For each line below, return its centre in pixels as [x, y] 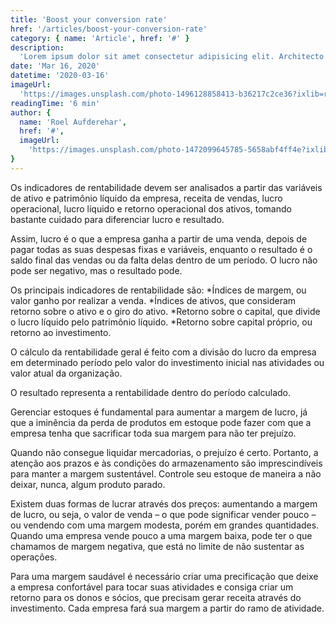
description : [37, 47]
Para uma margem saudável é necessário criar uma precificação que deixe [164, 576]
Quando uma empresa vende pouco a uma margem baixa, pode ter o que [161, 535]
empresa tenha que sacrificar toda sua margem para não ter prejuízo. [153, 433]
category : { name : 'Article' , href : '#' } [100, 38]
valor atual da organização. [66, 373]
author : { [31, 112]
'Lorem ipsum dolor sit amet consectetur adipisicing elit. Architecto [172, 57]
